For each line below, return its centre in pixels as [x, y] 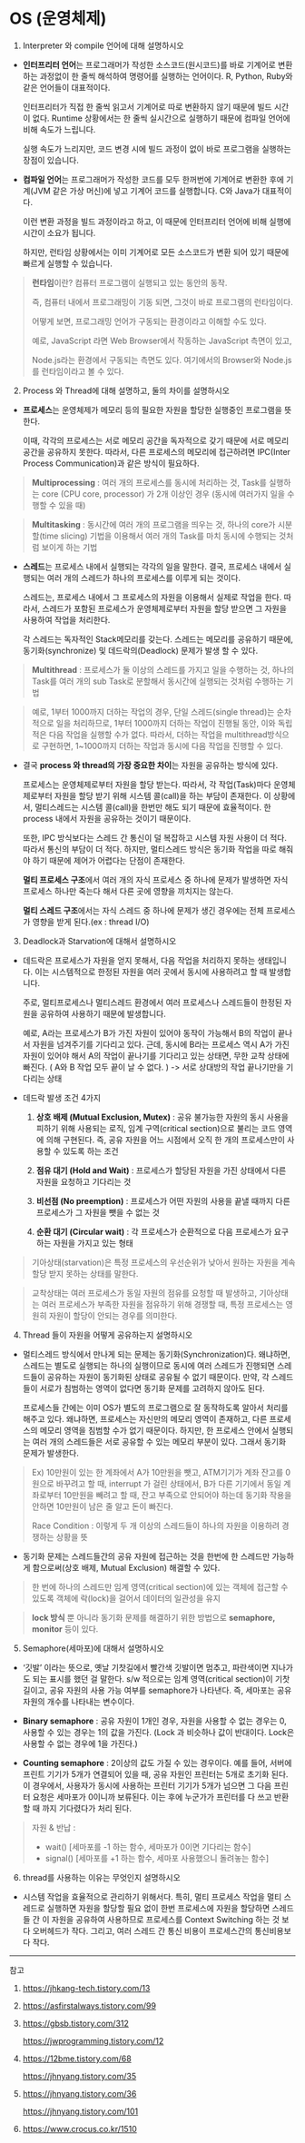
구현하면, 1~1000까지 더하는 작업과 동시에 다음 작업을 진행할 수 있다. [162, 746]
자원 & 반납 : [54, 1827]
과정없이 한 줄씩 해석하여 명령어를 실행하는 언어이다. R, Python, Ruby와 [166, 76]
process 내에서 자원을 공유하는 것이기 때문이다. [107, 818]
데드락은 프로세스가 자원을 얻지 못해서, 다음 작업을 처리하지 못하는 [139, 960]
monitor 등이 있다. [65, 1629]
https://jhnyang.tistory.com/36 [79, 2093]
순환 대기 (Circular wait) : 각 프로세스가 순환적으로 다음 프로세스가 [154, 1231]
